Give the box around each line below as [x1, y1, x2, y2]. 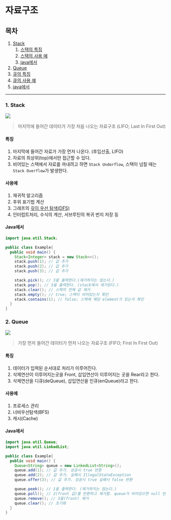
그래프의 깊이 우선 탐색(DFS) [12, 205, 70, 211]
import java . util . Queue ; [5, 439, 58, 445]
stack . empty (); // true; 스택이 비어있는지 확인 [14, 292, 109, 297]
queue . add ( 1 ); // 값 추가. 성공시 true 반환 [14, 467, 102, 473]
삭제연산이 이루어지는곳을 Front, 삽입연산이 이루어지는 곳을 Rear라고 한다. [12, 371, 160, 377]
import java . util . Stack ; [5, 236, 58, 241]
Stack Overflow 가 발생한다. [12, 167, 68, 173]
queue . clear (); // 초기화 [14, 501, 66, 506]
